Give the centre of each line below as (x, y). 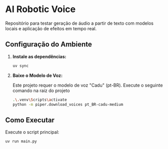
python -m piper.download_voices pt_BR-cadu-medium (68, 104)
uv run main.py (21, 141)
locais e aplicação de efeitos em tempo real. (51, 28)
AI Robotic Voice (40, 9)
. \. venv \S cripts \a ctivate (39, 100)
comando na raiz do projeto (41, 90)
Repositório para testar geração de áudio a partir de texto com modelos (79, 23)
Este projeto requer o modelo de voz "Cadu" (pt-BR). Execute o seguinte (88, 85)
